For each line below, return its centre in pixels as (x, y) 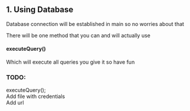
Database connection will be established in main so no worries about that (95, 24)
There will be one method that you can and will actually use (78, 35)
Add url (15, 103)
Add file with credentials (36, 96)
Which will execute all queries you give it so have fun (71, 62)
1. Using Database (40, 10)
